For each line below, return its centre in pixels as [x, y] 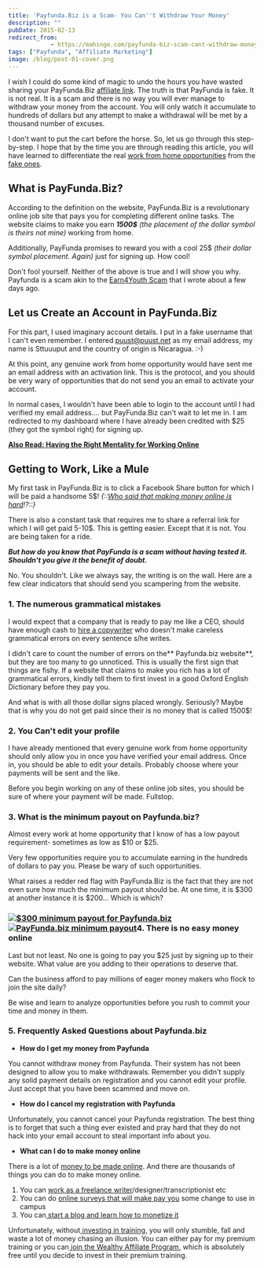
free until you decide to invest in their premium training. [98, 1255]
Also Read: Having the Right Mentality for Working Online [104, 444]
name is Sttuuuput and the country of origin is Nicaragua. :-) [106, 348]
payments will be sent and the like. [64, 772]
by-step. [22, 147]
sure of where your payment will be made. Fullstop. [91, 796]
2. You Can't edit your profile [64, 731]
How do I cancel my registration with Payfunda [97, 1104]
